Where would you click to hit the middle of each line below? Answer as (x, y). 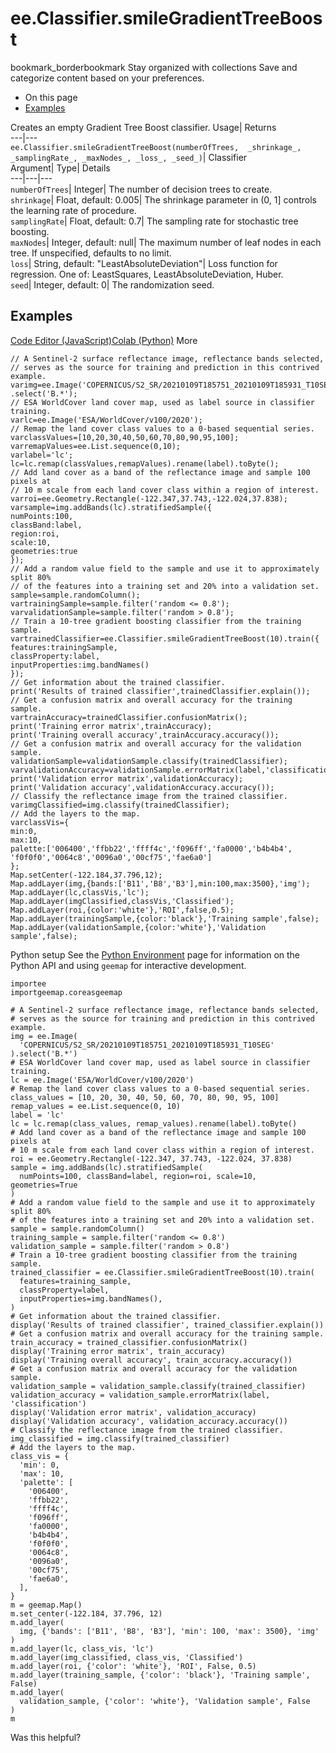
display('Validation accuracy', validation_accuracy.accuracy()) (149, 1421)
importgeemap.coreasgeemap (66, 992)
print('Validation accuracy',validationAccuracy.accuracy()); (142, 787)
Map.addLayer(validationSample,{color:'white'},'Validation (138, 927)
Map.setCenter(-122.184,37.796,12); (86, 875)
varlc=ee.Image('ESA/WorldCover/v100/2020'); (106, 420)
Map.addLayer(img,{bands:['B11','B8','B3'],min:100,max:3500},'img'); (160, 883)
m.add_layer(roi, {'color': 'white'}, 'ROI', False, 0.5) (133, 1666)
